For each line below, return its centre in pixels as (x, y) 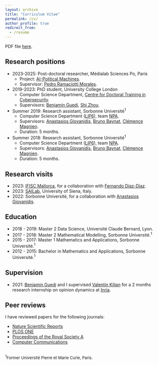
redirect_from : (21, 28)
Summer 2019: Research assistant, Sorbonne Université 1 (69, 110)
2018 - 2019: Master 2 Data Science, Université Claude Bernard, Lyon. (82, 229)
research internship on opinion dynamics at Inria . (61, 289)
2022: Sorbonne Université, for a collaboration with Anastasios (75, 196)
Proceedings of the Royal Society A (48, 337)
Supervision (24, 273)
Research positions (35, 62)
